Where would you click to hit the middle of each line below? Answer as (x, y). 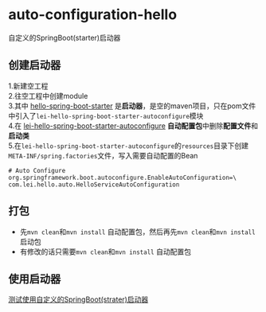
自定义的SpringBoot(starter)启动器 (65, 37)
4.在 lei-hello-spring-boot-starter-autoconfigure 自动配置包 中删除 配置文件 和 (133, 126)
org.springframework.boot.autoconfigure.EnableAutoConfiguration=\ (123, 177)
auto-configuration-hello (93, 15)
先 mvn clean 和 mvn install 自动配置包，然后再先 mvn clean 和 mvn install (138, 232)
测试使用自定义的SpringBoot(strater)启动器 (78, 299)
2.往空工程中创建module (48, 96)
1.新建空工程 (28, 86)
